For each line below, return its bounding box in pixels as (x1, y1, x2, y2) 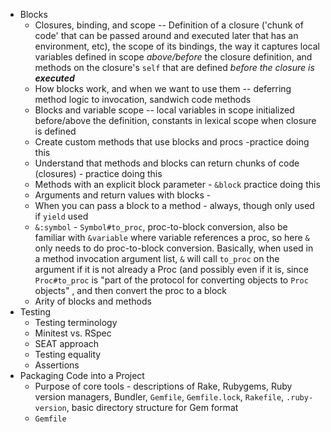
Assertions (34, 359, 80, 371)
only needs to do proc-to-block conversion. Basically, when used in (34, 242, 314, 254)
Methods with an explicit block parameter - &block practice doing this (34, 179, 321, 190)
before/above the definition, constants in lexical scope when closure (34, 115, 317, 126)
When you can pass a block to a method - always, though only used (34, 200, 315, 211)
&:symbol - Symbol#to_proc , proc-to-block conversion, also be (34, 221, 288, 233)
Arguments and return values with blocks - (34, 189, 212, 201)
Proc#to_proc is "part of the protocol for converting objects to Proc (34, 274, 309, 286)
